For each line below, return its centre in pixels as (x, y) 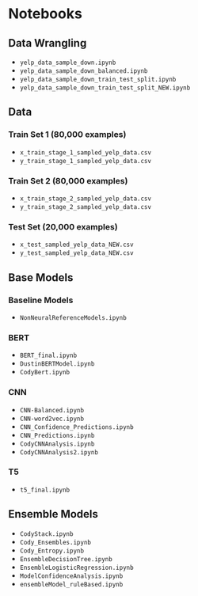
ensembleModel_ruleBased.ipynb (71, 584)
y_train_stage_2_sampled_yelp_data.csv (86, 207)
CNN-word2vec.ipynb (52, 419)
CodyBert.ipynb (45, 373)
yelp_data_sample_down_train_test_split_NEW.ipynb (105, 88)
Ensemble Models (53, 514)
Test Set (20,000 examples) (63, 226)
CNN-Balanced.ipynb (52, 410)
